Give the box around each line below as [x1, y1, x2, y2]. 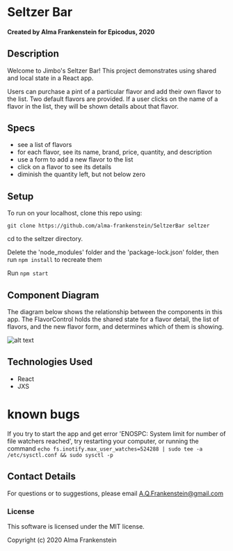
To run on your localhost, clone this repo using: [7, 209, 143, 217]
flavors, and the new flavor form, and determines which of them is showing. [7, 323, 224, 331]
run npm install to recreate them [7, 256, 102, 264]
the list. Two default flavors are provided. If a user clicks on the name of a [7, 95, 218, 103]
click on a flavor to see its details [17, 163, 112, 171]
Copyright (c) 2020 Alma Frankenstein [7, 536, 117, 544]
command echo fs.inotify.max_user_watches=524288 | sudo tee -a [7, 444, 203, 453]
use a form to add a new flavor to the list [17, 155, 134, 164]
